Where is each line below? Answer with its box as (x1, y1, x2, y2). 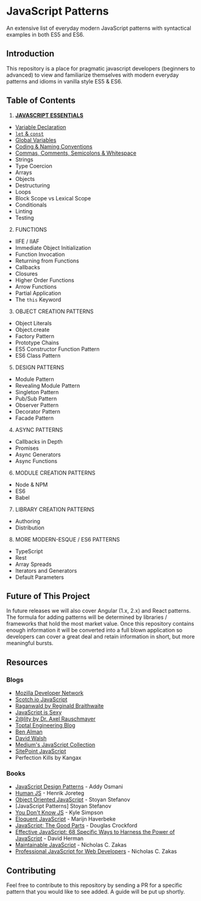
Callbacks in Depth (15, 437, 63, 445)
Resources (6, 657, 48, 668)
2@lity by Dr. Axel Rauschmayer (15, 715, 96, 723)
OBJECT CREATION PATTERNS (15, 308, 94, 315)
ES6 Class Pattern (15, 352, 61, 359)
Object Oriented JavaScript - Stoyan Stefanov (15, 796, 130, 804)
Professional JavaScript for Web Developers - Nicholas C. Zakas (15, 848, 177, 855)
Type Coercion (15, 162, 53, 169)
